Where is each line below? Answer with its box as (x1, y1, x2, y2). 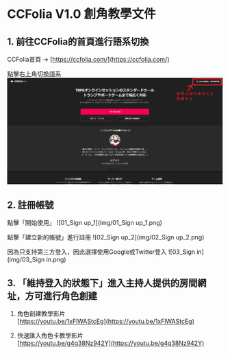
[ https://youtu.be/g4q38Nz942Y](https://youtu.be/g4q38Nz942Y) (16, 339, 205, 347)
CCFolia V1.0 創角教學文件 (7, 6, 156, 22)
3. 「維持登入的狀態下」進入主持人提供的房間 (7, 277, 198, 289)
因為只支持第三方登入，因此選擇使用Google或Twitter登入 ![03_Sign (7, 248, 196, 256)
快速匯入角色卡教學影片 (16, 331, 84, 340)
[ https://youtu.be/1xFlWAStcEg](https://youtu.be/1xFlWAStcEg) (16, 317, 195, 326)
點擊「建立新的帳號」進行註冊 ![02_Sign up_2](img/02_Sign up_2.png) (7, 233, 205, 241)
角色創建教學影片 (16, 309, 66, 318)
